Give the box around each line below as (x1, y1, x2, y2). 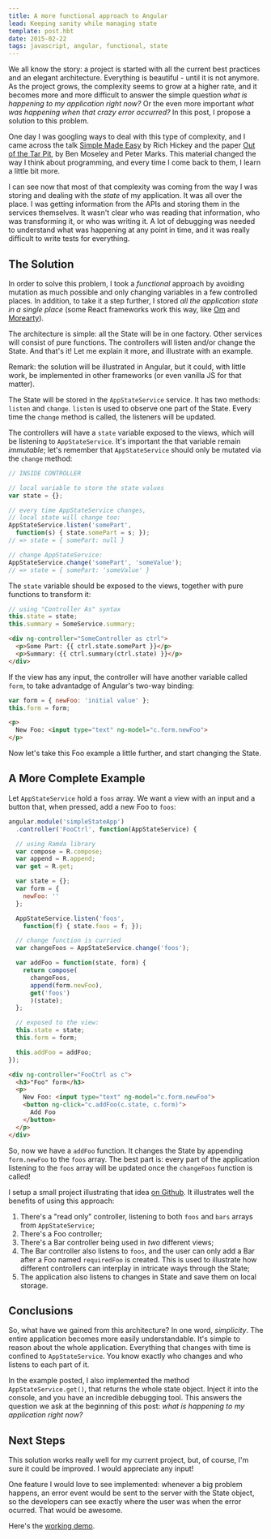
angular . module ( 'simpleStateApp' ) (8, 817, 125, 826)
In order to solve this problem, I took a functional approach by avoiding (8, 278, 245, 288)
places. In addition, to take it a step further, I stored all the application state (8, 295, 259, 305)
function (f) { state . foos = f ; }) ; (23, 922, 143, 930)
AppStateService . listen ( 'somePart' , (8, 521, 132, 530)
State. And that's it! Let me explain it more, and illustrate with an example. (8, 346, 253, 355)
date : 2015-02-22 (8, 34, 67, 43)
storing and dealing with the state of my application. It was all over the (8, 191, 243, 200)
